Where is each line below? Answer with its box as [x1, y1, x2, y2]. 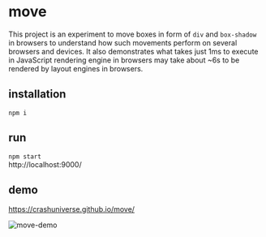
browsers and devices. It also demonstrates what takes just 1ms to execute [8, 46, 259, 56]
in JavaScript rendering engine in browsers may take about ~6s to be [8, 55, 240, 65]
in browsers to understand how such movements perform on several [8, 37, 238, 47]
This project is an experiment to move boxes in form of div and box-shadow [8, 29, 257, 39]
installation [8, 88, 66, 101]
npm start [8, 153, 42, 161]
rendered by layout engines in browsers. [8, 63, 144, 73]
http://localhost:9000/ [8, 159, 83, 169]
